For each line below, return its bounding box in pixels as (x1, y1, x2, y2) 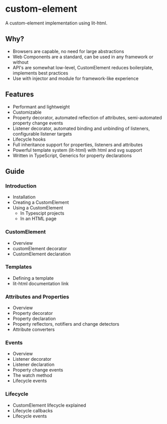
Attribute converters (12, 327, 55, 333)
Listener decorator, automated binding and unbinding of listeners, (12, 125, 150, 131)
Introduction (5, 182, 37, 189)
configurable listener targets (12, 130, 72, 137)
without (12, 59, 29, 65)
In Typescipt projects (20, 210, 64, 217)
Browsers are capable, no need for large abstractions (12, 48, 124, 54)
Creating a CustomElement (12, 199, 70, 205)
